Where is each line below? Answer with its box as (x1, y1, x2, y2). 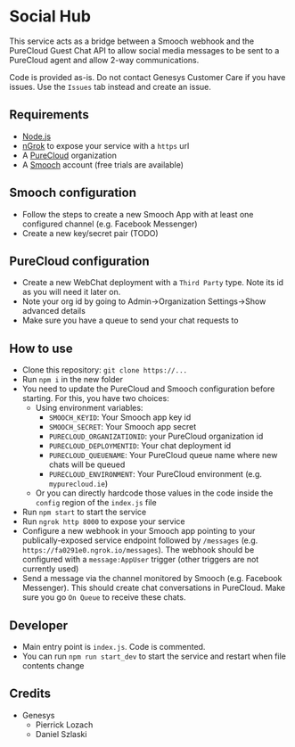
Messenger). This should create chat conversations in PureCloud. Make (21, 582, 286, 594)
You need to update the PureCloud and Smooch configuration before (21, 383, 275, 394)
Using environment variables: (35, 403, 143, 414)
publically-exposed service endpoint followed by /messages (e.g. (21, 535, 258, 546)
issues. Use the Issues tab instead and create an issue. (9, 81, 212, 92)
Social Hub (9, 6, 92, 27)
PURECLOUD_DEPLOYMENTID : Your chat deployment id (48, 440, 232, 451)
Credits (9, 686, 52, 702)
